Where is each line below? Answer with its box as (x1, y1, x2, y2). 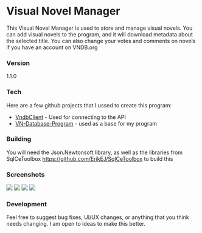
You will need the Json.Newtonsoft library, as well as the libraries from (6, 149, 183, 156)
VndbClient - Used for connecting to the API (15, 113, 127, 121)
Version (6, 59, 30, 67)
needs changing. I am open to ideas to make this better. (6, 220, 146, 228)
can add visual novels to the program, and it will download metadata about (6, 30, 193, 38)
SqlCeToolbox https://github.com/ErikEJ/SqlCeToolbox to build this (6, 155, 173, 162)
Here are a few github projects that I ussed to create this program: (6, 101, 172, 109)
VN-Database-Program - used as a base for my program (15, 120, 157, 127)
